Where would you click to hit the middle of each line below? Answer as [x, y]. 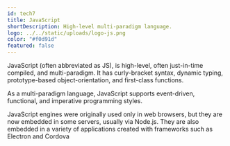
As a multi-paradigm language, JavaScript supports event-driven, [101, 93]
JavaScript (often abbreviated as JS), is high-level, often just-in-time [105, 65]
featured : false [31, 46]
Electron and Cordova [38, 136]
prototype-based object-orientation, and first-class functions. [96, 80]
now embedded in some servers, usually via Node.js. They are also [103, 121]
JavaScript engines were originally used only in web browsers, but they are [115, 114]
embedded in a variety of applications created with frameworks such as [110, 129]
